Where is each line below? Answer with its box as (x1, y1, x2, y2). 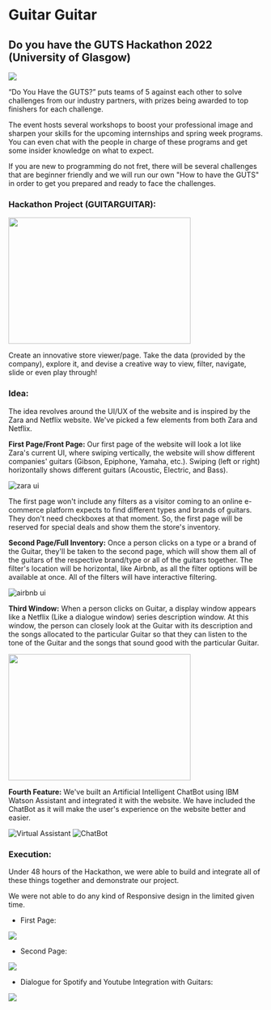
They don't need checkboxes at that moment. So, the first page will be (8, 513, 243, 523)
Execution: (8, 848, 52, 860)
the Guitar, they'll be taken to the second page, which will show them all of (8, 546, 256, 556)
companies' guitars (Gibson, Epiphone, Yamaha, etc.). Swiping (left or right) (8, 456, 260, 466)
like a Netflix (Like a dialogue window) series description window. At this (8, 612, 249, 622)
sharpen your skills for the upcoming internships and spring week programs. (8, 129, 263, 138)
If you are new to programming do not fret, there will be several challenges (8, 162, 257, 171)
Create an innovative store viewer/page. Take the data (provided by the (8, 350, 246, 361)
